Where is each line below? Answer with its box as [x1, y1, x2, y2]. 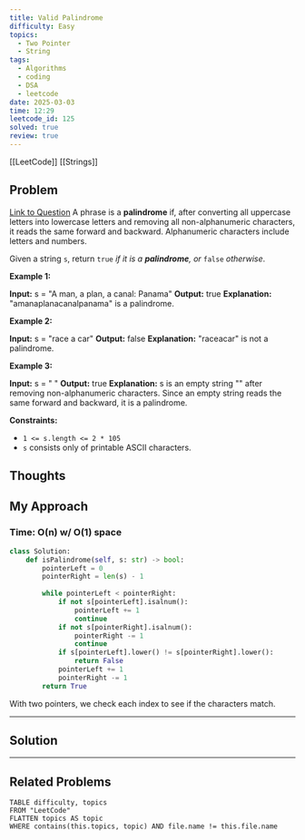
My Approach [9, 499, 89, 514]
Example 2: [9, 315, 53, 327]
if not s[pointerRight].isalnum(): [57, 622, 193, 631]
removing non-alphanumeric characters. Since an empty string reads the [9, 387, 282, 398]
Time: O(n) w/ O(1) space [9, 526, 123, 539]
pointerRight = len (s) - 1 [42, 572, 144, 581]
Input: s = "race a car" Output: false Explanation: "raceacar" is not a [9, 333, 269, 344]
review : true [9, 132, 59, 141]
